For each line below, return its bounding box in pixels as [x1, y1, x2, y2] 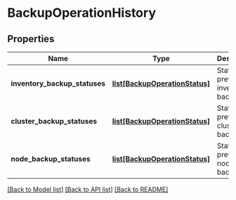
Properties [7, 33, 55, 45]
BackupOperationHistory [7, 5, 157, 21]
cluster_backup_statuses [11, 116, 97, 126]
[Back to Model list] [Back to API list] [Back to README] [7, 185, 169, 194]
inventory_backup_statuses [11, 79, 105, 88]
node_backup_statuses [11, 154, 91, 164]
